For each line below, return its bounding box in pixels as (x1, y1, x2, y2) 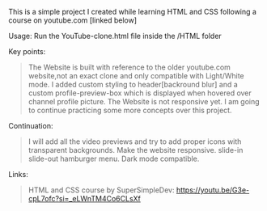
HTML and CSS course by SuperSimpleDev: (28, 185, 175, 195)
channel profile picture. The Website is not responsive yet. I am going (28, 97, 261, 106)
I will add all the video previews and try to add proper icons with (28, 137, 242, 146)
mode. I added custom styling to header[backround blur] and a (28, 80, 239, 89)
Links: (8, 170, 28, 179)
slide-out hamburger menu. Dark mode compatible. (28, 154, 200, 163)
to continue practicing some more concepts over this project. (28, 105, 232, 115)
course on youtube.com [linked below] (8, 15, 138, 25)
